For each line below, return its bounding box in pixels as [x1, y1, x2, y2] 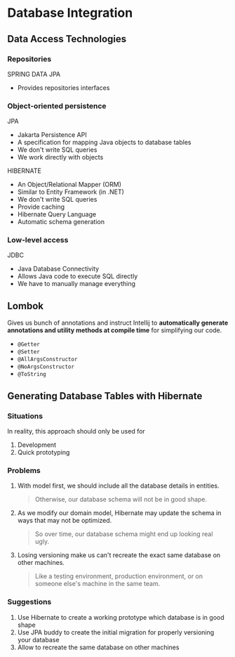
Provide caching [17, 202, 65, 212]
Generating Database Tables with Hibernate [7, 390, 203, 402]
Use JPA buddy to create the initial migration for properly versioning [17, 627, 215, 637]
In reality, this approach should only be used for [7, 427, 145, 435]
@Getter [17, 341, 40, 349]
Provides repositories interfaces [17, 83, 110, 92]
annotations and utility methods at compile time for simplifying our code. [7, 326, 222, 334]
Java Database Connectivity [17, 265, 100, 273]
